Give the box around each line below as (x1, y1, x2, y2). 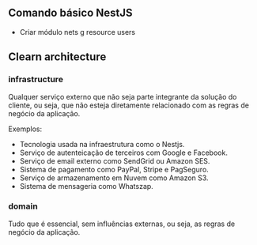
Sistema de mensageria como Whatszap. (19, 181, 154, 190)
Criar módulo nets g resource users (19, 27, 136, 36)
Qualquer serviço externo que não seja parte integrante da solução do (8, 92, 237, 101)
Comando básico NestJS (8, 6, 133, 20)
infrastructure (8, 74, 63, 85)
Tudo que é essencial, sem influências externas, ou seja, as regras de (8, 219, 236, 228)
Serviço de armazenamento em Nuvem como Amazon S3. (19, 173, 209, 183)
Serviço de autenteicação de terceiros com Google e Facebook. (19, 148, 228, 157)
